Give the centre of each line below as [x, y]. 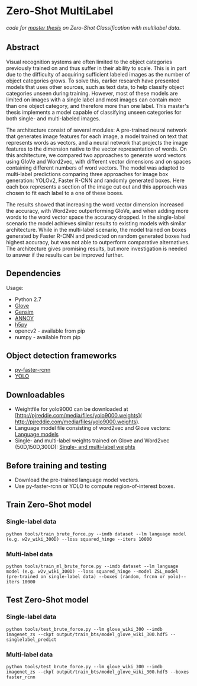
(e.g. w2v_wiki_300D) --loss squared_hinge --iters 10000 [79, 539]
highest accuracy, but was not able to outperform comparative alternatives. [98, 242]
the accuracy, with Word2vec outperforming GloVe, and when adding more [98, 210]
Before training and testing [56, 466]
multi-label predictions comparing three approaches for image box [87, 174]
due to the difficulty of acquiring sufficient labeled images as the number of [98, 74]
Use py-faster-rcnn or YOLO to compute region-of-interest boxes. [95, 486]
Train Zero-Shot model [49, 505]
